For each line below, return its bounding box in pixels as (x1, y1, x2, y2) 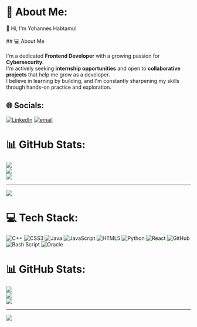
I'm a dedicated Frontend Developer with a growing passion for (6, 52, 160, 59)
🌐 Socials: (6, 101, 45, 111)
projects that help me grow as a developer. (6, 71, 110, 78)
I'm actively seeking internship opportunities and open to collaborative (6, 65, 181, 72)
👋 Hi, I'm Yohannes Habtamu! (6, 25, 77, 32)
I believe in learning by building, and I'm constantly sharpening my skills (6, 77, 180, 84)
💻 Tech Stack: (6, 211, 79, 224)
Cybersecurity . (6, 58, 44, 65)
